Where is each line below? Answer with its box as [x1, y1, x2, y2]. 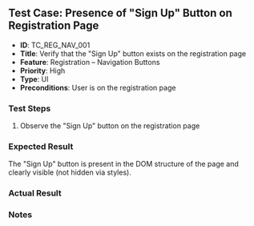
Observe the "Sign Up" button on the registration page [19, 121, 200, 131]
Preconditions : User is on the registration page [19, 83, 176, 92]
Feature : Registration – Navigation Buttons [19, 57, 160, 67]
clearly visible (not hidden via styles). [8, 167, 132, 177]
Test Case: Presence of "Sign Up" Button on [8, 6, 232, 20]
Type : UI [19, 74, 50, 83]
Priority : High [19, 66, 66, 75]
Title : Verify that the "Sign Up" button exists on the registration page [19, 48, 247, 59]
